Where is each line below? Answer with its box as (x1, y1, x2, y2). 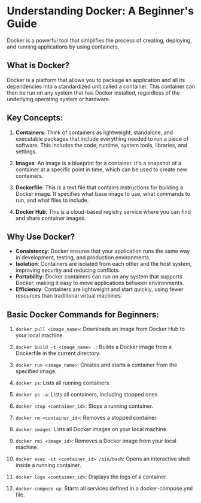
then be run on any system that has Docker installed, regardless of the (7, 89, 180, 96)
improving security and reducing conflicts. (15, 266, 120, 274)
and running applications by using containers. (7, 43, 120, 50)
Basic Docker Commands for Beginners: (7, 310, 159, 320)
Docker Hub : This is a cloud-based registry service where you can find (15, 208, 191, 215)
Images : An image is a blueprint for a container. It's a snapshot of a (15, 159, 182, 166)
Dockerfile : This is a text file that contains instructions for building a (15, 184, 183, 191)
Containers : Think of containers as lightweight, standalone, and (15, 129, 173, 136)
